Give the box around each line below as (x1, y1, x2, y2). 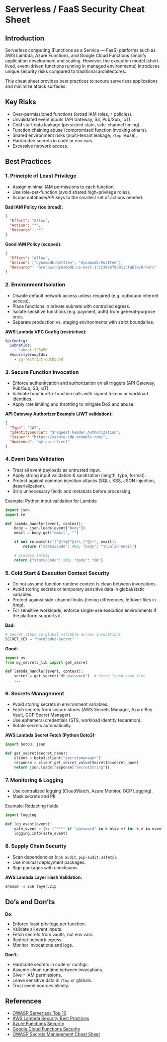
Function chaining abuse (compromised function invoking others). (12, 127, 148, 133)
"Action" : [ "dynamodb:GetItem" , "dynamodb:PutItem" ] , (9, 260, 123, 265)
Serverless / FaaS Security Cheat (5, 3, 145, 15)
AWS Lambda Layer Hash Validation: (5, 874, 83, 880)
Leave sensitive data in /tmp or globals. (12, 977, 93, 983)
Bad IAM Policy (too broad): (5, 204, 63, 210)
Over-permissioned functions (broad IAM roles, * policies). (12, 111, 133, 117)
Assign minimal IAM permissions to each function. (12, 184, 115, 190)
